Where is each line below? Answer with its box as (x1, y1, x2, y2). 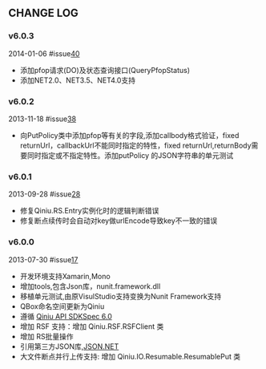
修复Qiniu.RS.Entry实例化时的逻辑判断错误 (19, 206, 159, 216)
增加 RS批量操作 (19, 331, 74, 341)
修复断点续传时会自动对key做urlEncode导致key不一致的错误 (19, 216, 218, 225)
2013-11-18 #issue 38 (8, 114, 77, 124)
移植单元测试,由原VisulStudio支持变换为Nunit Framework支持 (19, 291, 222, 301)
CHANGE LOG (8, 6, 79, 20)
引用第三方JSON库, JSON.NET (19, 341, 119, 351)
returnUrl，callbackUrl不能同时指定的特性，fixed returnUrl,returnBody (19, 140, 252, 150)
